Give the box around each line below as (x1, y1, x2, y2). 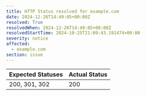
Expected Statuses (9, 70, 63, 79)
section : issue (6, 52, 43, 58)
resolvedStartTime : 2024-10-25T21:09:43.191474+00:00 (6, 30, 141, 36)
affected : (6, 41, 30, 47)
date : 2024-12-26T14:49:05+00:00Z (6, 14, 91, 20)
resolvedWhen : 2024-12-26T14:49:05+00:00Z (6, 24, 111, 31)
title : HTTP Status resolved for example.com (6, 8, 119, 15)
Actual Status (68, 70, 107, 79)
